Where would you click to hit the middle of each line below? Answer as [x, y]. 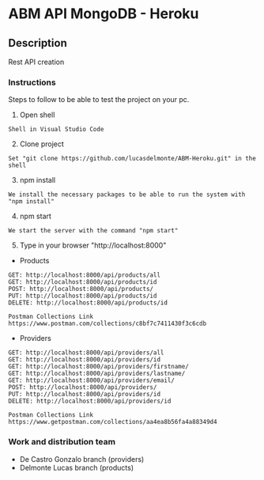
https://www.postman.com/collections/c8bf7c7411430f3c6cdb [107, 324]
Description [38, 43]
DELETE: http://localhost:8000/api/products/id [88, 303]
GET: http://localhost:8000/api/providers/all [86, 353]
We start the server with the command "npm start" [93, 231]
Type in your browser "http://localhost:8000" [93, 245]
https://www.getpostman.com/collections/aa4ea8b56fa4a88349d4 [113, 422]
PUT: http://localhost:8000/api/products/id [83, 296]
